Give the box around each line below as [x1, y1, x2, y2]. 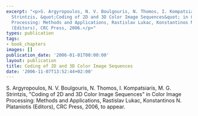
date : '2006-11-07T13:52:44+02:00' [6, 69, 94, 74]
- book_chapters [6, 42, 46, 47]
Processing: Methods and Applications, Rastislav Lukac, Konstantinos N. [6, 97, 182, 104]
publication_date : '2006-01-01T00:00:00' [6, 52, 110, 58]
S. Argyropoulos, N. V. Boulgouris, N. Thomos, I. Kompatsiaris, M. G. [6, 84, 171, 91]
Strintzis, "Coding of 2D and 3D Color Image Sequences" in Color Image [6, 91, 181, 98]
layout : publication [6, 57, 57, 63]
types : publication [6, 30, 54, 36]
